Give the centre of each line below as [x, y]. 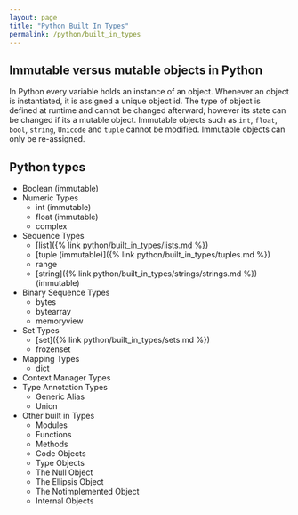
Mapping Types [51, 359]
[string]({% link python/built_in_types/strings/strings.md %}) [146, 274]
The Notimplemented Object [87, 491]
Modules [52, 425]
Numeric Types [50, 198]
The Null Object [64, 472]
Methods [52, 444]
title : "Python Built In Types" [69, 26]
